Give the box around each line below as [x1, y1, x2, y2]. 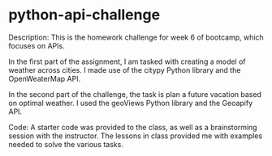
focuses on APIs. [8, 40, 65, 50]
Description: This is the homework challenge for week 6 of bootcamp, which [8, 32, 264, 42]
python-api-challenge [8, 6, 161, 24]
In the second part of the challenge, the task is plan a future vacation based [8, 89, 262, 99]
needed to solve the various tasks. [8, 139, 123, 149]
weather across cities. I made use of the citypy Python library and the [8, 65, 241, 74]
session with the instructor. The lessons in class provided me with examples [8, 131, 262, 141]
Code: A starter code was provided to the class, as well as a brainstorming [8, 122, 257, 132]
